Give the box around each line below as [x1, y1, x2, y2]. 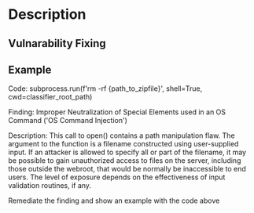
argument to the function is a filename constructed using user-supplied [8, 139, 239, 149]
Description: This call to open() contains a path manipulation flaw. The [8, 131, 235, 140]
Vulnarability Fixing [8, 37, 106, 50]
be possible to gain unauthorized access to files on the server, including [8, 156, 241, 165]
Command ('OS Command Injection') [8, 116, 128, 125]
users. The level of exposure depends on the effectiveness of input [8, 172, 226, 182]
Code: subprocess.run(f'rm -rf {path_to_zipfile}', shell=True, [8, 84, 203, 93]
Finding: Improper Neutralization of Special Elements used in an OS [8, 107, 226, 117]
